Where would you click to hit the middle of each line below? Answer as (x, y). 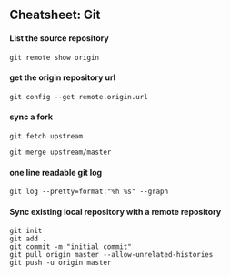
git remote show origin (55, 57)
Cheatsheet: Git (55, 15)
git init (26, 231)
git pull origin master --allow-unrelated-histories (111, 255)
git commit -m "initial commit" (70, 247)
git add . (28, 239)
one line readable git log (56, 172)
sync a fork (31, 117)
